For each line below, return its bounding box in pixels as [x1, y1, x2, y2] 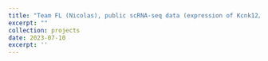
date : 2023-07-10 [8, 33, 66, 42]
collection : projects [8, 26, 81, 34]
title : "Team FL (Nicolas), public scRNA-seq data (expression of [8, 11, 234, 20]
